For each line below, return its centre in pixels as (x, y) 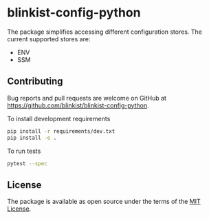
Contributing (35, 82)
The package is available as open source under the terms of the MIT (104, 202)
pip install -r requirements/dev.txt (61, 131)
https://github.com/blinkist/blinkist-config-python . (78, 105)
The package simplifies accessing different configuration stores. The (105, 32)
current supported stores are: (49, 39)
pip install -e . (32, 138)
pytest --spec (27, 163)
